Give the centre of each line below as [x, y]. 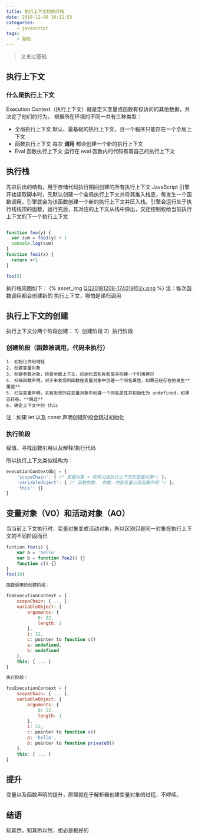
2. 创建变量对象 [23, 368]
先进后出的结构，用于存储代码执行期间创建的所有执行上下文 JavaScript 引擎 [98, 187]
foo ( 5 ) [14, 276]
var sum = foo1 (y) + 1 [39, 238]
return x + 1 [25, 260]
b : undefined [43, 650]
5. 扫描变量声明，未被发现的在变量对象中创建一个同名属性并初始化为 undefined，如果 [98, 393]
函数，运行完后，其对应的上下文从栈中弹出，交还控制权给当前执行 [112, 209]
